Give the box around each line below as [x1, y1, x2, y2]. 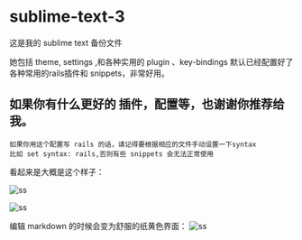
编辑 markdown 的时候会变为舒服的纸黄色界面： [9, 220, 188, 231]
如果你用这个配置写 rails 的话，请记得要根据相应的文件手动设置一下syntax [9, 140, 257, 149]
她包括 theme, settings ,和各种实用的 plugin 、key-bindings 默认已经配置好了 [9, 56, 294, 67]
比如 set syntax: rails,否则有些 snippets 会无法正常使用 [9, 149, 215, 159]
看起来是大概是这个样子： [9, 166, 105, 177]
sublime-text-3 [9, 6, 125, 27]
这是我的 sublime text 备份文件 [9, 37, 124, 48]
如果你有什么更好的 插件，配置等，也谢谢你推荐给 [9, 97, 285, 112]
